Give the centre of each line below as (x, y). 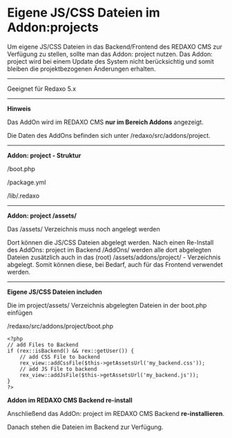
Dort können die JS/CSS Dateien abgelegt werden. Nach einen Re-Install (110, 242)
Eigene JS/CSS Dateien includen (55, 292)
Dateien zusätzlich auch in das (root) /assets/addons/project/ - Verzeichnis (114, 257)
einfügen (20, 313)
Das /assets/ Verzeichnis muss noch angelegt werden (84, 229)
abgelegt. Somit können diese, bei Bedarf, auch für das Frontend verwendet (115, 264)
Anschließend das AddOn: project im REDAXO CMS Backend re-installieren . (116, 413)
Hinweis (19, 108)
